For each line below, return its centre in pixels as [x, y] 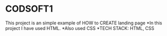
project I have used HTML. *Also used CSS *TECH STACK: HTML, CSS [80, 28]
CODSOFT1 [29, 9]
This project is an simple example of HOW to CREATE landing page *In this [84, 23]
